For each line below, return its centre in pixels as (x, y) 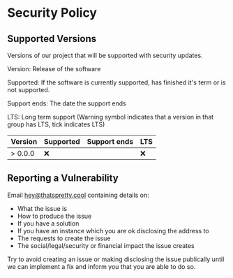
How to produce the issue (54, 216)
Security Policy (52, 13)
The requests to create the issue (64, 238)
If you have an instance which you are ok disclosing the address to (113, 231)
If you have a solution (48, 223)
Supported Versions (52, 39)
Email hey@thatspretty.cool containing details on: (78, 195)
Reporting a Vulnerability (63, 178)
